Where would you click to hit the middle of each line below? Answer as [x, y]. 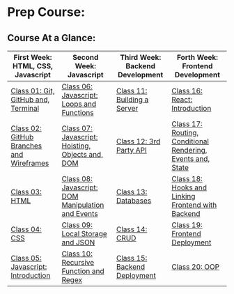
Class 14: [132, 229]
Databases [134, 201]
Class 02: [26, 128]
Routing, [185, 133]
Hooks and [189, 187]
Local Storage [85, 234]
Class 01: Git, [33, 91]
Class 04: [26, 229]
